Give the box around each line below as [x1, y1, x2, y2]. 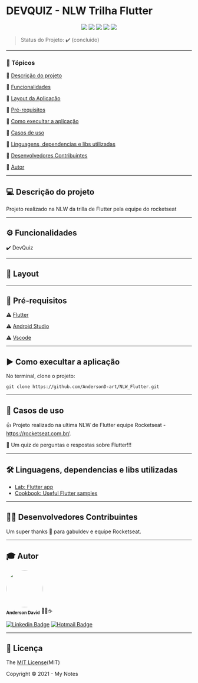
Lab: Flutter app [14, 483, 54, 490]
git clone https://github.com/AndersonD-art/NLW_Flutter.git [6, 384, 160, 390]
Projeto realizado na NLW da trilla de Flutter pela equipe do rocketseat [6, 205, 177, 213]
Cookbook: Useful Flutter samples [14, 490, 98, 497]
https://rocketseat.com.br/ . [6, 430, 71, 437]
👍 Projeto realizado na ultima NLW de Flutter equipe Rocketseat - [6, 422, 166, 429]
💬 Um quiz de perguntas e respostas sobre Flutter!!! [6, 441, 131, 449]
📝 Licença [6, 643, 43, 653]
